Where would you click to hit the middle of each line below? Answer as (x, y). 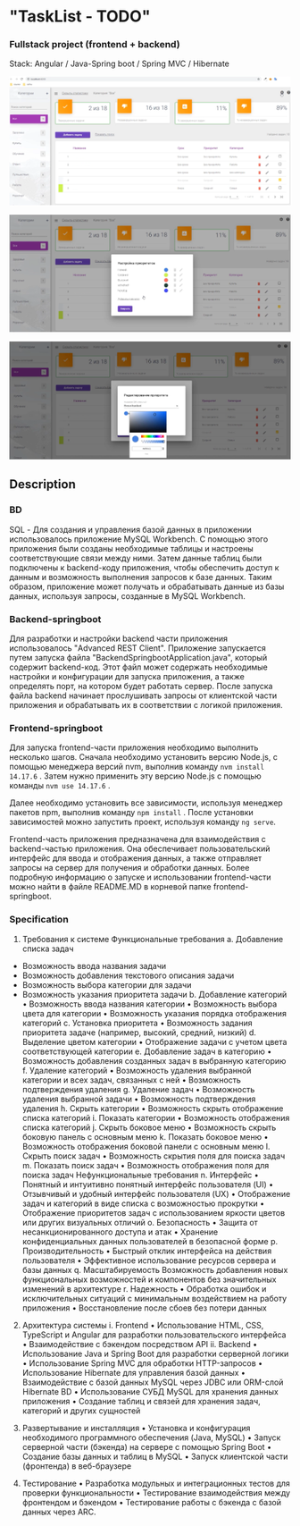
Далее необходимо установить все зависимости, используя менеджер (146, 803)
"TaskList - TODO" (80, 17)
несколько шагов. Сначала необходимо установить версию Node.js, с (144, 757)
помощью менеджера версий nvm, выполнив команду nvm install (137, 767)
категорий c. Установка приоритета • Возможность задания (137, 1023)
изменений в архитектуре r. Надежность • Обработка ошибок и (144, 1288)
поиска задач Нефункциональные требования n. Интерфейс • (140, 1175)
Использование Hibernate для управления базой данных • (133, 1372)
